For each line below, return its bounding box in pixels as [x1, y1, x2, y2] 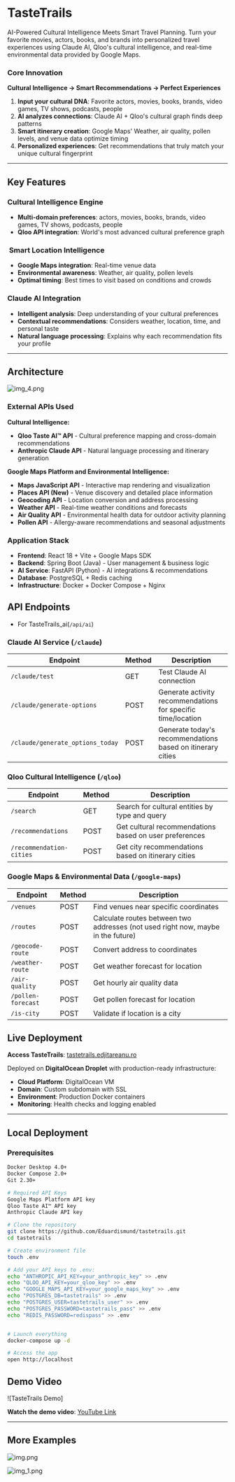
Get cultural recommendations [116, 822, 216, 832]
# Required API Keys [7, 1189, 68, 1197]
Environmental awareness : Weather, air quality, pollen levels [17, 269, 194, 277]
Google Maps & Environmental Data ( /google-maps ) [7, 872, 181, 882]
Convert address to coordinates [93, 944, 197, 954]
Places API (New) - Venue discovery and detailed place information [17, 488, 213, 497]
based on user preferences [116, 831, 206, 841]
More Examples [7, 1434, 77, 1446]
